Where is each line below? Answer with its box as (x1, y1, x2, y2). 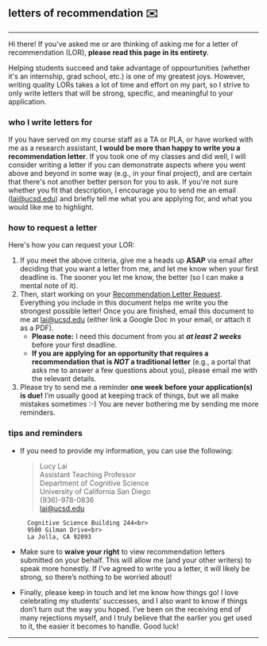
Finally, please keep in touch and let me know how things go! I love (19, 587, 239, 597)
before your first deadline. (31, 341, 118, 350)
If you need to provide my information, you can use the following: (19, 446, 234, 455)
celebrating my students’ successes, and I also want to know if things (19, 596, 248, 605)
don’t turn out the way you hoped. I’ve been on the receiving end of (19, 604, 242, 614)
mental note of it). (19, 281, 79, 290)
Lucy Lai (39, 461, 68, 471)
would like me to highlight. (8, 202, 94, 212)
